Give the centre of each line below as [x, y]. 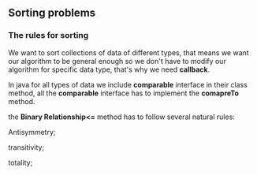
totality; [20, 162]
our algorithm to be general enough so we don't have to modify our [117, 61]
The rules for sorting [48, 35]
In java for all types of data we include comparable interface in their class [128, 84]
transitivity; [26, 147]
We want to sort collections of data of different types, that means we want [129, 52]
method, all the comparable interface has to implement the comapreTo [123, 93]
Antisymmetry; [32, 132]
